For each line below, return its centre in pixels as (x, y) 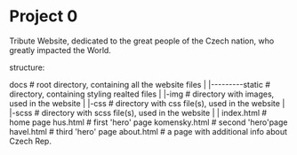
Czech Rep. (30, 141)
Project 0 (44, 16)
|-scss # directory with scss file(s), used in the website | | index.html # (138, 112)
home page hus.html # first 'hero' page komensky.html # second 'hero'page (148, 122)
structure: (27, 67)
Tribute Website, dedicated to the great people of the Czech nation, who (142, 41)
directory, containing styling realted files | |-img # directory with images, (142, 94)
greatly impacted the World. (60, 50)
